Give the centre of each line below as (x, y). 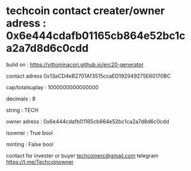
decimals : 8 (21, 99)
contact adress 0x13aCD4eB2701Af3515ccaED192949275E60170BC (88, 76)
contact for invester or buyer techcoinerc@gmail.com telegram (82, 155)
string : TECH (22, 110)
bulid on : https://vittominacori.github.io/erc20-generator (75, 64)
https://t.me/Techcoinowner (40, 162)
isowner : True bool (29, 133)
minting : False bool (30, 144)
